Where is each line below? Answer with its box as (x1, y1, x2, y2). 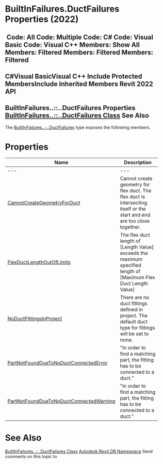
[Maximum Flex (120, 274, 155, 281)
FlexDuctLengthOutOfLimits (7, 259, 71, 265)
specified (120, 262, 142, 268)
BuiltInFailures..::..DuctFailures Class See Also (5, 112, 149, 120)
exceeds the (120, 249, 148, 256)
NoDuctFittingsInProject (7, 315, 62, 322)
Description (124, 159, 152, 166)
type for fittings (120, 324, 155, 331)
